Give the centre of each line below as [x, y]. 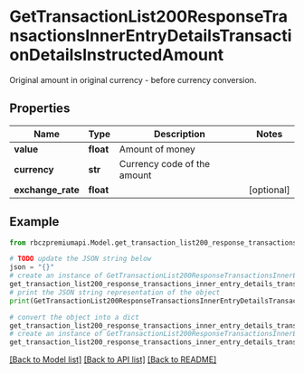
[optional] [269, 190]
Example [34, 222]
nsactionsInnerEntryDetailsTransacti [151, 36]
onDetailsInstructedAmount [117, 55]
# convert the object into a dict [75, 317]
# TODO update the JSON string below [81, 259]
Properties [40, 109]
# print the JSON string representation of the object [115, 292]
